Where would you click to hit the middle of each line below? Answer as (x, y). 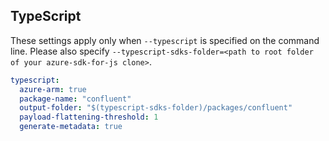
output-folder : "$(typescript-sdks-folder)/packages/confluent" (156, 108)
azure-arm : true (53, 89)
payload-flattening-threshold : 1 (89, 117)
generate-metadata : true (71, 127)
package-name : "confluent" (75, 99)
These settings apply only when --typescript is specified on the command (165, 40)
